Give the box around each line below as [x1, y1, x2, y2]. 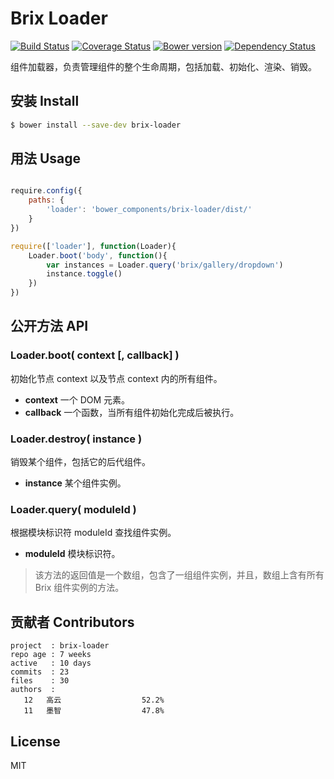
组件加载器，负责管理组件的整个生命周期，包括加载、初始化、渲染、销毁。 [10, 60, 317, 72]
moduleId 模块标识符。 [24, 548, 121, 560]
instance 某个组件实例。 [24, 477, 127, 489]
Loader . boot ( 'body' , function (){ [28, 250, 168, 261]
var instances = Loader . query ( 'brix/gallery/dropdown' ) [46, 260, 284, 270]
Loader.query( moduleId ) [10, 502, 137, 516]
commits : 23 [10, 667, 70, 677]
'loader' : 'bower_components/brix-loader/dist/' [46, 205, 253, 215]
